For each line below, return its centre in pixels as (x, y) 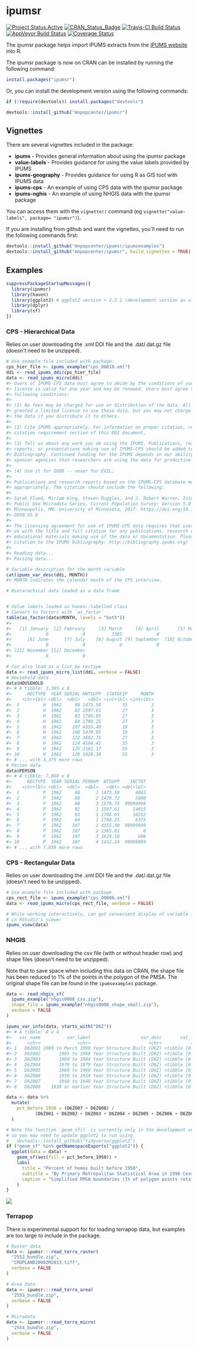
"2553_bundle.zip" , (35, 1295)
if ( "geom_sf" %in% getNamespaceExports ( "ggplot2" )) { (75, 1146)
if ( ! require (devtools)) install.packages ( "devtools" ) (75, 101)
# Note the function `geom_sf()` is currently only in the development (96, 1130)
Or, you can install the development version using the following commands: (97, 91)
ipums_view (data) (27, 925)
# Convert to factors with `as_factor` (55, 612)
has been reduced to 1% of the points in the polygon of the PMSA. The (92, 977)
